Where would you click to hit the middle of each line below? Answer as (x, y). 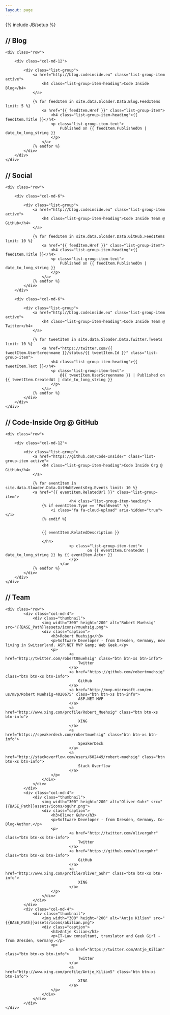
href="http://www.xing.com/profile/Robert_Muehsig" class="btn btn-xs (82, 712)
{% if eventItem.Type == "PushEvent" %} (85, 506)
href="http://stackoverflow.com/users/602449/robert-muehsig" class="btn (85, 757)
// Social (19, 175)
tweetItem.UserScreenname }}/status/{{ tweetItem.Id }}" (67, 353)
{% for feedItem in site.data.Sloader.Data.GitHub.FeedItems (99, 237)
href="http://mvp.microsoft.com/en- (115, 690)
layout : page (19, 10)
